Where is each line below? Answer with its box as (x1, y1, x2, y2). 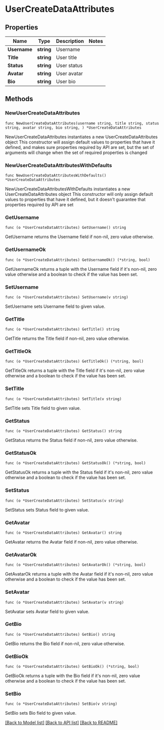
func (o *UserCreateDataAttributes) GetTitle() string (5, 327, 120, 332)
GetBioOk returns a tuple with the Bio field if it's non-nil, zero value (5, 673, 140, 679)
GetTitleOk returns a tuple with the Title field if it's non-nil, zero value (5, 367, 145, 373)
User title (56, 54, 77, 61)
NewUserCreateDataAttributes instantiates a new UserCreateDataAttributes (5, 134, 158, 140)
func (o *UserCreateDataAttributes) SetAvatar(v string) (5, 600, 124, 605)
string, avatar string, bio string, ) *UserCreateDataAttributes (5, 125, 141, 130)
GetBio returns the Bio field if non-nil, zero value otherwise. (5, 640, 125, 647)
